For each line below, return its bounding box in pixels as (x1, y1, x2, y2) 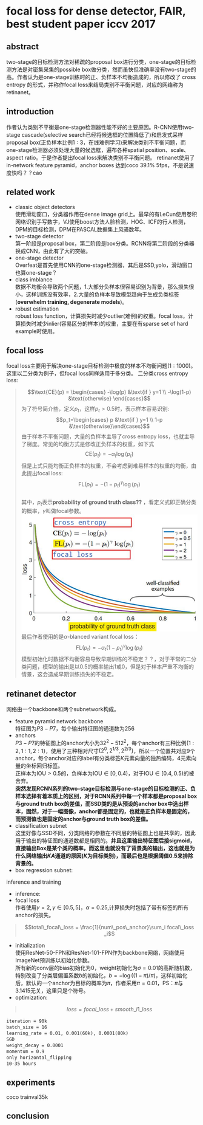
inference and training (6, 878, 62, 886)
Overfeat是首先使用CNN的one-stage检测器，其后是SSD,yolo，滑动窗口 (15, 261, 193, 269)
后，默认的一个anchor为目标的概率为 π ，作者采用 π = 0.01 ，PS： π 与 (15, 980, 184, 987)
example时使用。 (15, 327, 58, 335)
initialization (15, 942, 45, 949)
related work (6, 187, 56, 198)
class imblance (15, 275, 53, 283)
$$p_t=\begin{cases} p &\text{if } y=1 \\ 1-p (56, 416, 163, 424)
